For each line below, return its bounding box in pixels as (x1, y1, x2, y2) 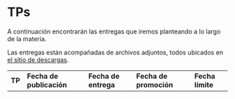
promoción (136, 79, 173, 89)
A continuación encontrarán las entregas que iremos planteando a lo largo (7, 27, 221, 36)
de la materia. (7, 34, 47, 43)
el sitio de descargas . (7, 55, 69, 63)
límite (194, 79, 213, 89)
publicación (27, 79, 68, 89)
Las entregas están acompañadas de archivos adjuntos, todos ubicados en (7, 48, 224, 56)
